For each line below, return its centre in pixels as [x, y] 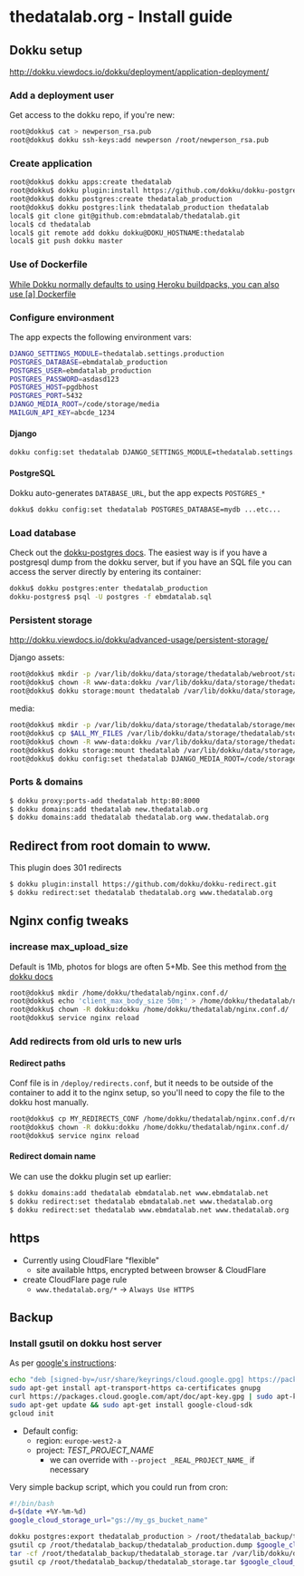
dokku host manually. [49, 1103]
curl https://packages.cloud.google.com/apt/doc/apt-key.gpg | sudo [141, 1396]
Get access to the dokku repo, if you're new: [92, 115]
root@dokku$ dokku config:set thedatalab [89, 759]
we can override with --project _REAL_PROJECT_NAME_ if [152, 1459]
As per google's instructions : [63, 1363]
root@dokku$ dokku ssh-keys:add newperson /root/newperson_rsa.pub [139, 141]
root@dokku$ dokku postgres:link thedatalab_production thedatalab [139, 207]
